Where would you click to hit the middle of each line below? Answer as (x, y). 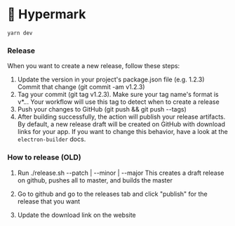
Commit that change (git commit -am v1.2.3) (81, 87)
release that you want (49, 201)
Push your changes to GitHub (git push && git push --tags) (102, 109)
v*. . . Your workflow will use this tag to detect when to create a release (118, 102)
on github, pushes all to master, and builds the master (95, 180)
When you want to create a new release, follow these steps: (94, 66)
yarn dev (20, 33)
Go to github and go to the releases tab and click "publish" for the (113, 194)
